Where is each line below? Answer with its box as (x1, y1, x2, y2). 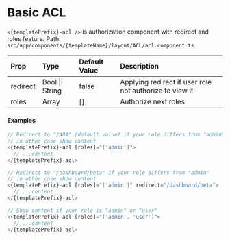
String (42, 86, 62, 95)
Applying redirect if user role (119, 77, 212, 86)
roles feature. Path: (7, 34, 61, 43)
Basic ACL (7, 5, 66, 21)
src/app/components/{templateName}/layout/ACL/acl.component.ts (7, 42, 194, 49)
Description (119, 61, 159, 71)
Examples (7, 116, 36, 124)
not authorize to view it (119, 86, 194, 95)
